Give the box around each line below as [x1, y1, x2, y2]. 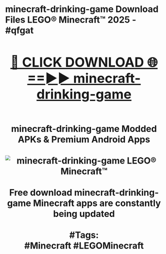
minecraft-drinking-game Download [5, 3, 159, 15]
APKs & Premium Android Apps [17, 133, 150, 145]
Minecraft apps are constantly [33, 197, 161, 208]
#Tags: [69, 229, 99, 240]
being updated [53, 208, 115, 219]
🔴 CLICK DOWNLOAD [10, 53, 144, 70]
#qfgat [5, 25, 34, 36]
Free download [9, 186, 72, 198]
